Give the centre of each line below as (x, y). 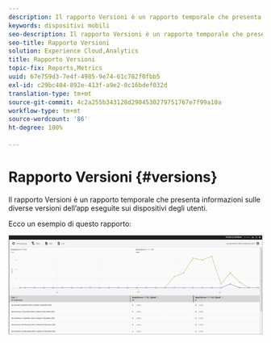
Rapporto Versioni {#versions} (113, 177)
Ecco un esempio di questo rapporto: (70, 224)
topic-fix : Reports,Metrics (56, 69)
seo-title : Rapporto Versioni (59, 43)
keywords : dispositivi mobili (59, 25)
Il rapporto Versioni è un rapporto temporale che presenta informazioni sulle (134, 199)
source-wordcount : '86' (48, 119)
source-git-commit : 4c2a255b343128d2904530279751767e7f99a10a (115, 102)
